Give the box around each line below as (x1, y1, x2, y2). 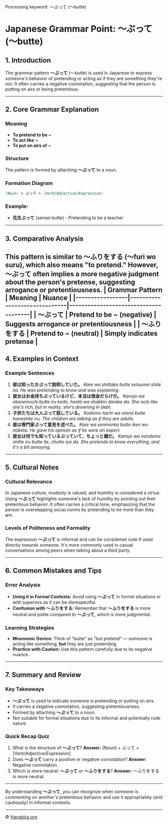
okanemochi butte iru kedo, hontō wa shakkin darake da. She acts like (12, 398, 158, 404)
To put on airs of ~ (12, 142, 51, 148)
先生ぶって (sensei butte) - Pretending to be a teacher (12, 215, 123, 221)
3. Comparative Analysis (5, 234, 83, 243)
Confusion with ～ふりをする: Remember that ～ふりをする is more (12, 605, 151, 611)
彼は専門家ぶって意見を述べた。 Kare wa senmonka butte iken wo (12, 422, 148, 428)
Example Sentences (5, 369, 55, 376)
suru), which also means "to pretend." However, (5, 261, 158, 269)
